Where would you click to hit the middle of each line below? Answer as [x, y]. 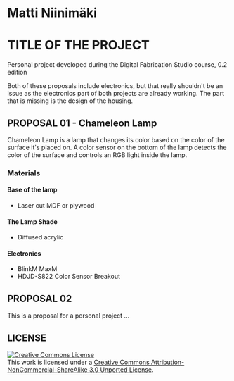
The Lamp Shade [32, 221]
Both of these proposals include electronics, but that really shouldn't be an [115, 86]
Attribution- [168, 362]
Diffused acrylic [40, 237]
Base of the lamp [32, 190]
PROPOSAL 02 [40, 298]
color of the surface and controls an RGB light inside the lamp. [97, 155]
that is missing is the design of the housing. [70, 101]
